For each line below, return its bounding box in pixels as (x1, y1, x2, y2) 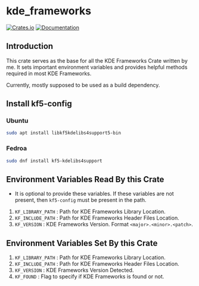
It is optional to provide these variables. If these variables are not (14, 190, 174, 198)
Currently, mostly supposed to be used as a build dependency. (6, 81, 160, 88)
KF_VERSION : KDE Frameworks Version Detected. (14, 267, 134, 274)
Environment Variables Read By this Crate (6, 174, 164, 184)
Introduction (6, 41, 54, 51)
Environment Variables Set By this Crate (6, 238, 158, 248)
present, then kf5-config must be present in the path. (14, 196, 147, 204)
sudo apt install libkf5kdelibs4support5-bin (6, 130, 121, 136)
